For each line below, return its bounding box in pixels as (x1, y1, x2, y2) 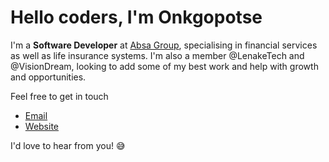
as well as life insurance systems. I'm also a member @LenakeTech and (10, 49, 305, 61)
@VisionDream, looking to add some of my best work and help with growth (10, 60, 319, 72)
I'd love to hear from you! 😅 (10, 139, 126, 151)
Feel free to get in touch (10, 90, 109, 102)
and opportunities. (10, 71, 87, 83)
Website (24, 120, 60, 132)
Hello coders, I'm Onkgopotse (10, 6, 263, 29)
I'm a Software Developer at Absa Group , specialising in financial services (10, 39, 318, 51)
